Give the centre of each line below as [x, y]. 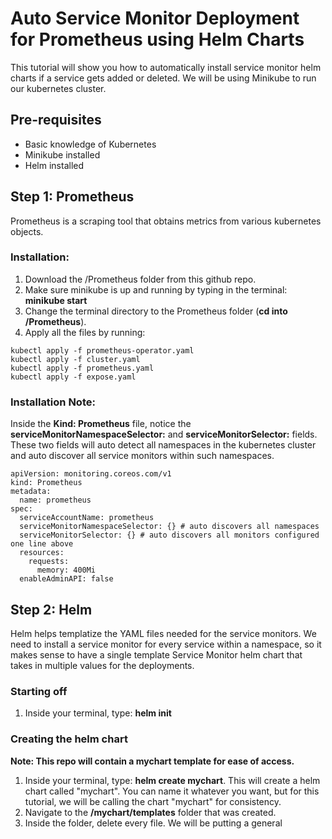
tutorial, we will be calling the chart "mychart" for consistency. [153, 801]
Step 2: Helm [51, 609]
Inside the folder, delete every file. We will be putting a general [153, 823]
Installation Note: [53, 402]
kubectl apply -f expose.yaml [73, 377]
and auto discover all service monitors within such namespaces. [142, 456]
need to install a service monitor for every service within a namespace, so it [166, 644]
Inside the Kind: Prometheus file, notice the [101, 424]
